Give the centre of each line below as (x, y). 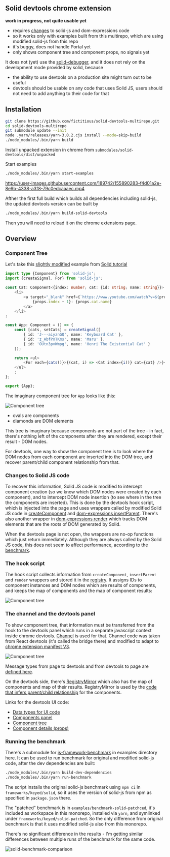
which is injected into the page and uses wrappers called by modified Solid (83, 508)
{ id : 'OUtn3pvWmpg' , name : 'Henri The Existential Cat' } (87, 344)
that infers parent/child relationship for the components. (63, 692)
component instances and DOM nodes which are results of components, (81, 585)
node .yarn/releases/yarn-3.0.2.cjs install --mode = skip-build (73, 135)
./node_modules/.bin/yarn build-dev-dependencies (59, 773)
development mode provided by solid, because (54, 67)
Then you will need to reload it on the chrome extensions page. (71, 223)
